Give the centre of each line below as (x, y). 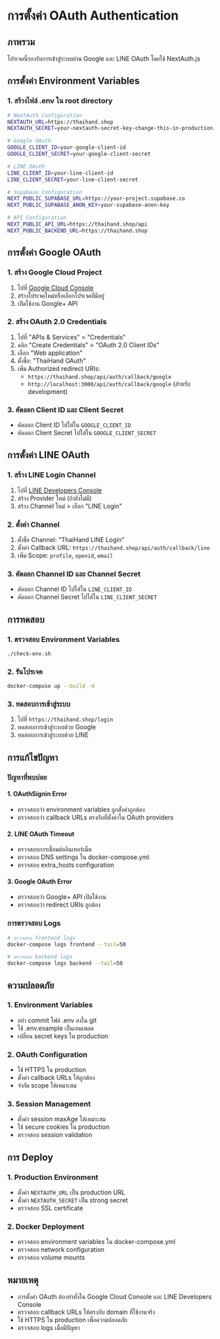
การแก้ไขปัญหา (33, 758)
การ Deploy (30, 1157)
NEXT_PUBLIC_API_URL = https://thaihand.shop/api (78, 224)
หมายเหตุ (23, 1280)
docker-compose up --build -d (51, 686)
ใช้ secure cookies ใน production (63, 1127)
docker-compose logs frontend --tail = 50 (67, 944)
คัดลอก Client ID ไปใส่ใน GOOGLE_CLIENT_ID (74, 425)
